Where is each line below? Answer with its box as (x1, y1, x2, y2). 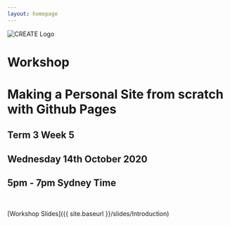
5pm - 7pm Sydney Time (7, 177, 117, 189)
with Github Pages (7, 101, 117, 117)
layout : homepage (7, 10, 58, 18)
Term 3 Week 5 (7, 129, 75, 141)
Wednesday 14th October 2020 (7, 153, 148, 165)
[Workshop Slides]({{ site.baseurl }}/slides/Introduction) (7, 209, 170, 218)
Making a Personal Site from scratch (7, 86, 224, 102)
